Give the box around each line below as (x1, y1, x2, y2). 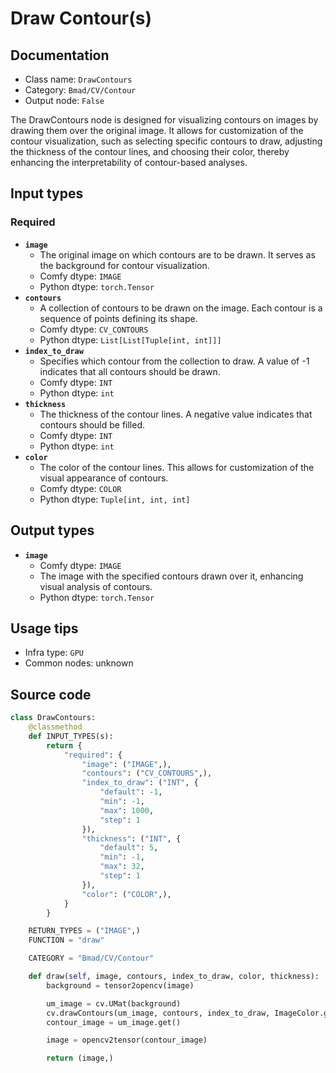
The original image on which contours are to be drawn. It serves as (39, 248, 316, 261)
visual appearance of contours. (39, 472, 169, 484)
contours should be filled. (39, 418, 146, 431)
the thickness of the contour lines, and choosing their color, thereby (10, 146, 290, 157)
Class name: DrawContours (24, 73, 133, 85)
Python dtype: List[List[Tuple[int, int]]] (39, 333, 222, 346)
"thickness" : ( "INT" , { (81, 833, 182, 844)
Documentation (10, 47, 110, 64)
